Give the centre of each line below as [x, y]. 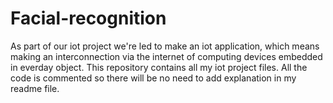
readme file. [35, 88]
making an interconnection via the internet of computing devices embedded [166, 56]
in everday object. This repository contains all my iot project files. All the [159, 67]
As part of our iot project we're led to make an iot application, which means [165, 46]
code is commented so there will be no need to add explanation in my [153, 78]
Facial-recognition [88, 18]
